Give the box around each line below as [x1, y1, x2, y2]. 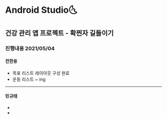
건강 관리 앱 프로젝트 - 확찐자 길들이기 [5, 29, 114, 37]
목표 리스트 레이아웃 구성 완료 [12, 70, 70, 76]
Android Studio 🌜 [5, 4, 78, 16]
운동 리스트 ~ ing [12, 76, 46, 82]
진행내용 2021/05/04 [5, 45, 55, 52]
